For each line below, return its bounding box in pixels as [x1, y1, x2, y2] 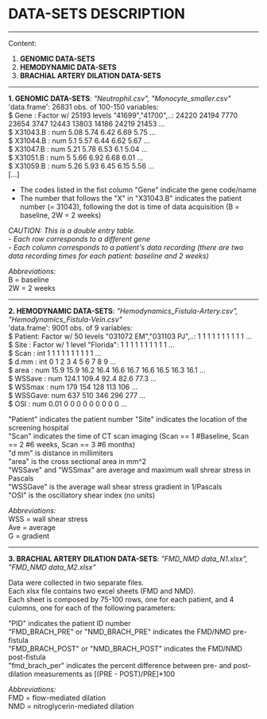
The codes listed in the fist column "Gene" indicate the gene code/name [19, 184, 257, 195]
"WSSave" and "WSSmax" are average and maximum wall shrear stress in [8, 465, 251, 474]
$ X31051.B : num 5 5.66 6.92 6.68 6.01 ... [8, 153, 144, 162]
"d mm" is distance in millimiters [8, 448, 114, 458]
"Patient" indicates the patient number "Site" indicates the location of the [8, 414, 248, 423]
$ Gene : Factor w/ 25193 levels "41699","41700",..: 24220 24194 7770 [8, 110, 238, 120]
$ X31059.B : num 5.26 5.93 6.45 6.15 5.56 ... [8, 160, 155, 171]
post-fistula [8, 652, 46, 662]
